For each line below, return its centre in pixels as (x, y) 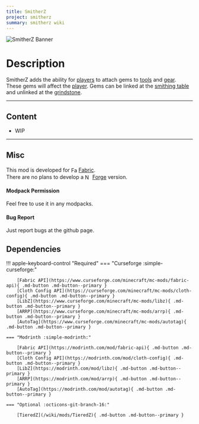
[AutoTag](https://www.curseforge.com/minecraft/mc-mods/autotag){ (102, 322)
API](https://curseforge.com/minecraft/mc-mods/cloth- (123, 291)
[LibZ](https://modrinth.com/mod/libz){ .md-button (82, 369)
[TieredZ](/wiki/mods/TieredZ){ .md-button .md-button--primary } (100, 415)
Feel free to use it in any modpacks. (50, 204)
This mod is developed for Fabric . (51, 170)
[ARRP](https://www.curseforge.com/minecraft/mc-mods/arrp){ (94, 311)
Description (36, 63)
